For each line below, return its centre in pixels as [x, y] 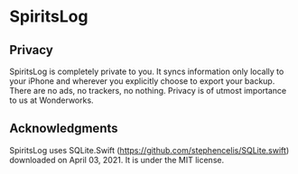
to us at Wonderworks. [51, 100]
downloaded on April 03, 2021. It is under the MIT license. [116, 160]
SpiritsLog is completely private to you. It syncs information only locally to [147, 71]
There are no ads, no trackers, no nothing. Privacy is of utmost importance [148, 91]
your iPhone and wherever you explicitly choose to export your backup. [142, 81]
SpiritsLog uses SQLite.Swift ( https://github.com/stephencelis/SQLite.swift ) [149, 150]
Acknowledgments [64, 128]
